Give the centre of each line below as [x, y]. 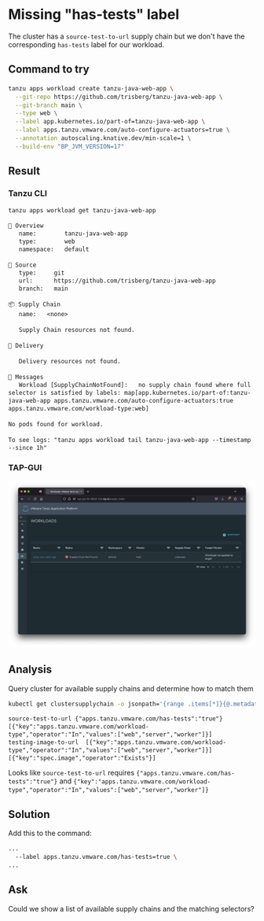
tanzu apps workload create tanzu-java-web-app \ [91, 88]
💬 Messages [26, 378]
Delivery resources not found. [70, 362]
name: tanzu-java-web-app [73, 234]
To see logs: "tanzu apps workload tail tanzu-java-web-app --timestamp [130, 440]
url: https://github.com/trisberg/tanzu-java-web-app [117, 281]
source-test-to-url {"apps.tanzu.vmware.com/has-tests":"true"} [115, 719]
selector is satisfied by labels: [65, 393]
